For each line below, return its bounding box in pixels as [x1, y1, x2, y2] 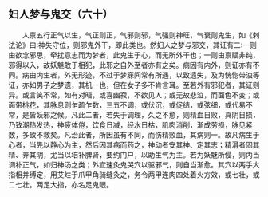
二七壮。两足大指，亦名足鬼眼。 [8, 179, 113, 189]
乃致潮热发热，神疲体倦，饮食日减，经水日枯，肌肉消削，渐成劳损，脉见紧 [8, 120, 253, 129]
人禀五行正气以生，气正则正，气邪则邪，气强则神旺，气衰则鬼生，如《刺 [22, 30, 260, 40]
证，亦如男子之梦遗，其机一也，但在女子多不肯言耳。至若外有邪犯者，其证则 [8, 80, 260, 89]
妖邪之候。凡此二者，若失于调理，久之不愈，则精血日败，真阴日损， [35, 110, 260, 120]
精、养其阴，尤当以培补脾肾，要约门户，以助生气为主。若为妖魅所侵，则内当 [8, 150, 260, 160]
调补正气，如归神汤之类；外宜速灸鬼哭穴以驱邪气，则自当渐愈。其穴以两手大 [8, 160, 260, 169]
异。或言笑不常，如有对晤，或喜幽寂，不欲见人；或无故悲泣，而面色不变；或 [8, 90, 260, 100]
